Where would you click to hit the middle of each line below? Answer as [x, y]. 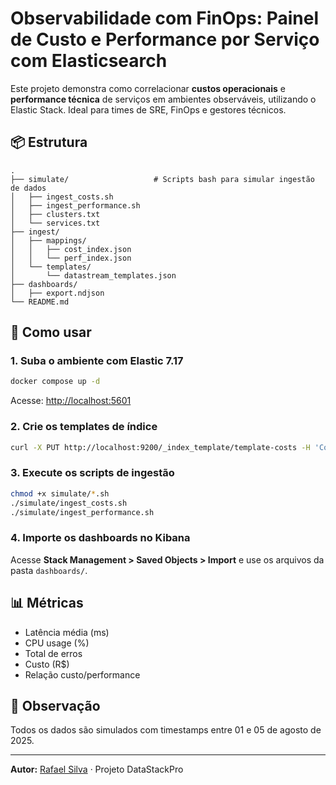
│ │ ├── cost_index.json [71, 249]
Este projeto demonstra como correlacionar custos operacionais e [148, 88]
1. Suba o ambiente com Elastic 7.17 [97, 361]
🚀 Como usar [51, 332]
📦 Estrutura [49, 142]
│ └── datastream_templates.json [93, 275]
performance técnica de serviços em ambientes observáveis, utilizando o [163, 99]
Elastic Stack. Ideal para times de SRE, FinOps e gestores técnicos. [148, 109]
